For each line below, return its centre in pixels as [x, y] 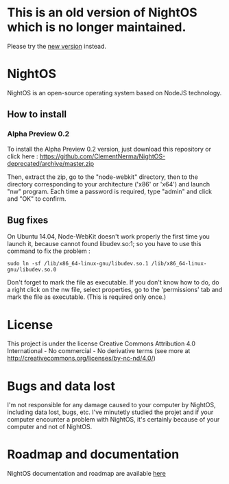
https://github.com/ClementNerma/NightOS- [103, 156]
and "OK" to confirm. [37, 198]
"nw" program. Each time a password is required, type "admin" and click [110, 191]
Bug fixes [28, 220]
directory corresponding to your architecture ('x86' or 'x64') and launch [109, 184]
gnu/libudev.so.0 [32, 270]
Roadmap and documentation [93, 455]
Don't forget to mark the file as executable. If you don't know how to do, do [113, 282]
